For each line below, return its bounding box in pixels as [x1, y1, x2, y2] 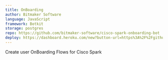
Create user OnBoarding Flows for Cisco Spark [5, 48, 102, 55]
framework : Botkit [5, 21, 43, 26]
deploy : [5, 35, 21, 40]
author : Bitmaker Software [5, 12, 61, 17]
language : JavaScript [5, 16, 50, 21]
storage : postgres [5, 26, 43, 31]
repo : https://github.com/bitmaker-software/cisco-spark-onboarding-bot [5, 30, 160, 35]
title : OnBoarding [5, 7, 43, 12]
